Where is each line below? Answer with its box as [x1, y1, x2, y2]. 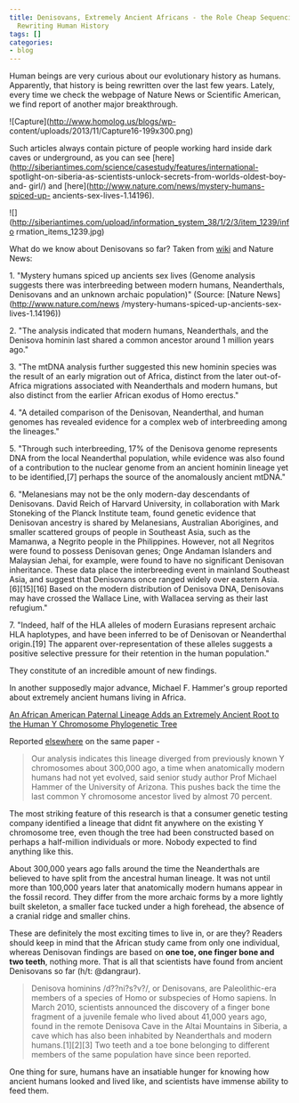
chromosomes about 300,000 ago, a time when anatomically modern [30, 763, 285, 774]
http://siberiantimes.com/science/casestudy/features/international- [12, 162, 259, 173]
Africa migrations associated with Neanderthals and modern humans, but [9, 380, 279, 392]
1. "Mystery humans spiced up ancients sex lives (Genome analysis [9, 271, 255, 281]
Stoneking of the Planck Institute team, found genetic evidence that [9, 508, 256, 519]
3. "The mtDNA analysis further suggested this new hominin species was [9, 361, 278, 372]
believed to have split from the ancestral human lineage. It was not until [9, 873, 271, 884]
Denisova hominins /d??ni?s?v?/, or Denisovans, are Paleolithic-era [30, 983, 278, 994]
